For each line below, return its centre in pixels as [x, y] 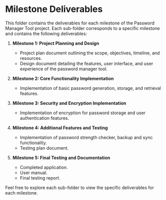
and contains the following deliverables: [46, 33]
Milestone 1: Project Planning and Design [56, 43]
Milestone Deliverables [54, 9]
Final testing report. [40, 178]
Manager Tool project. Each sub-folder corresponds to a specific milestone [82, 28]
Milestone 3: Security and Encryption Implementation [69, 103]
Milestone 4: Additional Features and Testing [60, 128]
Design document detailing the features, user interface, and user [86, 63]
